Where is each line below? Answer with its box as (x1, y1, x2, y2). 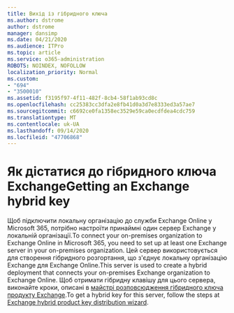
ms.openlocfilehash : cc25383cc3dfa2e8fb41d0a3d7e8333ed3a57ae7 (7, 101, 196, 108)
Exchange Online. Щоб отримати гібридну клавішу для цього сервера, (7, 276, 216, 284)
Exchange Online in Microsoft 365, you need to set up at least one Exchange (7, 239, 227, 247)
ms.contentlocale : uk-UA (7, 120, 80, 128)
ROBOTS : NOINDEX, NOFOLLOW (7, 62, 86, 69)
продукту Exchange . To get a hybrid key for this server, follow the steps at (7, 291, 220, 299)
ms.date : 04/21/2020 (7, 36, 68, 43)
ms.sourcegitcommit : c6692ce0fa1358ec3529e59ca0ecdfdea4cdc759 (7, 108, 196, 115)
